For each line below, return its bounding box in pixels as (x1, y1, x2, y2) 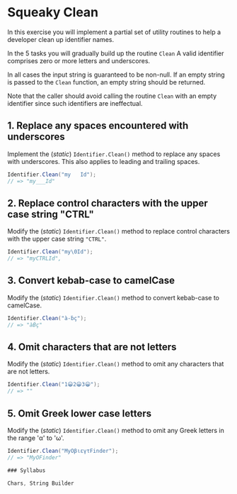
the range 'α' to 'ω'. (7, 434, 64, 442)
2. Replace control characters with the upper (7, 197, 209, 209)
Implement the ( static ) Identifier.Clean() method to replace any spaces (7, 150, 221, 158)
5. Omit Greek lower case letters (7, 407, 152, 419)
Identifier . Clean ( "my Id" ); (7, 171, 97, 178)
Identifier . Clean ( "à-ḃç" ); (7, 314, 87, 322)
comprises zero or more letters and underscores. (7, 56, 151, 65)
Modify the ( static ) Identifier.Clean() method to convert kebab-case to (7, 293, 219, 302)
